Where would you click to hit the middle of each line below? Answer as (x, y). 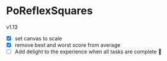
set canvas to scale (38, 38)
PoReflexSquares (49, 11)
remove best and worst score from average (68, 45)
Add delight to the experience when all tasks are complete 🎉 (88, 52)
